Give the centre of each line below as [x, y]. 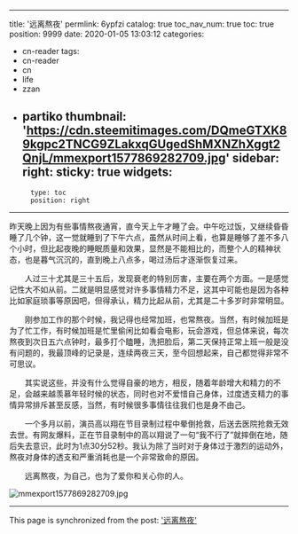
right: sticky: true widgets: [97, 173]
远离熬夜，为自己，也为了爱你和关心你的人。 [106, 475]
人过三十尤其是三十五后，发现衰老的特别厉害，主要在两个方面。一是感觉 [157, 278]
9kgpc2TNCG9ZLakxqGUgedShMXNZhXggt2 [151, 144]
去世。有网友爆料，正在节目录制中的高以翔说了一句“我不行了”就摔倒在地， [145, 435]
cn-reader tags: [51, 51]
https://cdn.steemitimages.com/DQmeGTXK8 [157, 131]
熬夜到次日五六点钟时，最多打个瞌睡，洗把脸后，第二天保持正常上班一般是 [145, 342]
